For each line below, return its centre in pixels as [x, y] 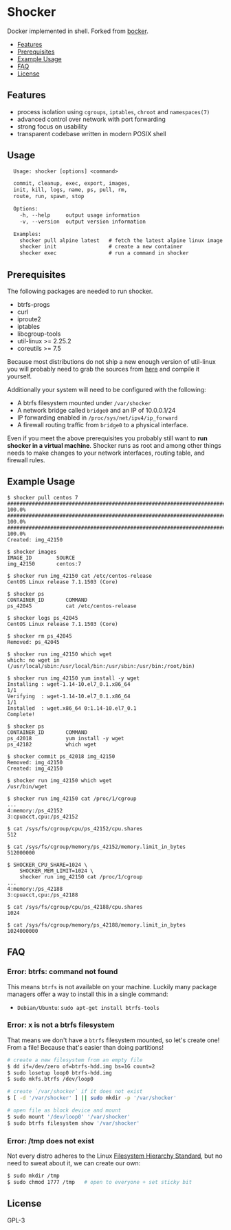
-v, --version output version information [83, 222]
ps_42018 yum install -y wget [66, 738]
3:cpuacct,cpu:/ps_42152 [43, 817]
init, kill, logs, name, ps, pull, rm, [70, 190]
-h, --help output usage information [79, 215]
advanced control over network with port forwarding [91, 119]
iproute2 [29, 319]
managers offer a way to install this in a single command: [88, 994]
